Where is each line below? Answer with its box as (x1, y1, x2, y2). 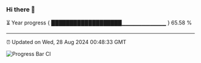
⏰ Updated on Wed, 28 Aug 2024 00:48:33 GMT (6, 39, 127, 46)
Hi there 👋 (6, 5, 36, 14)
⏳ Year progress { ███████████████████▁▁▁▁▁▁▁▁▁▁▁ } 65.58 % (6, 19, 193, 26)
